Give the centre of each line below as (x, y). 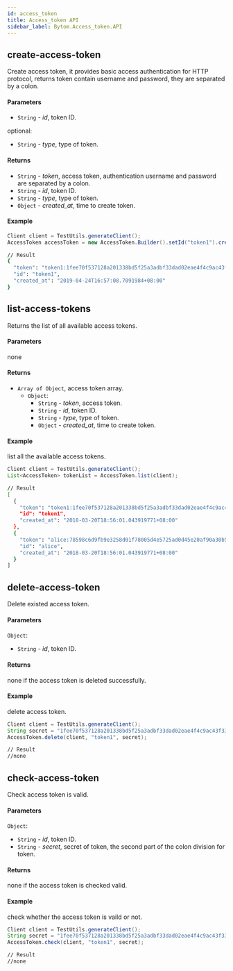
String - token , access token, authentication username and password (116, 176)
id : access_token (32, 14)
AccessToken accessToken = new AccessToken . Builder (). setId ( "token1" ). (113, 242)
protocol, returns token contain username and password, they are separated (116, 79)
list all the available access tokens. (57, 456)
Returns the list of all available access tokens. (72, 325)
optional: (20, 131)
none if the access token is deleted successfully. (77, 680)
